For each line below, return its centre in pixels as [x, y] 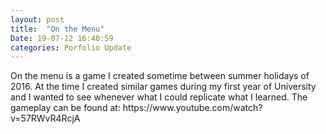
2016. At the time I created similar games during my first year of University [163, 87]
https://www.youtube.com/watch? [192, 108]
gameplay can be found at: [65, 108]
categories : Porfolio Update [71, 47]
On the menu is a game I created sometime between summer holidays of [160, 76]
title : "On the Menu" [57, 29]
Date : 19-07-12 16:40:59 [62, 38]
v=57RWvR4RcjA [45, 118]
